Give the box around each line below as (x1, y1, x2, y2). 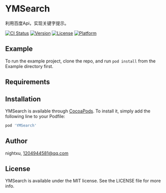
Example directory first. (5, 63, 53, 69)
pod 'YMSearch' (5, 123, 37, 128)
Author (5, 137, 27, 145)
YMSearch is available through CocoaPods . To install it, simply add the (5, 108, 151, 114)
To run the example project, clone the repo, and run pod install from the (5, 58, 156, 64)
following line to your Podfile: (5, 113, 65, 119)
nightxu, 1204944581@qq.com (5, 150, 68, 156)
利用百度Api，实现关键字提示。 (5, 20, 69, 26)
